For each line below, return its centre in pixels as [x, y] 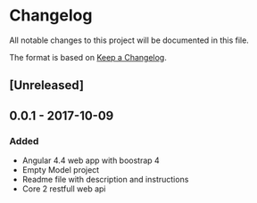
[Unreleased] [47, 85]
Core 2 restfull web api [64, 189]
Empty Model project [61, 170]
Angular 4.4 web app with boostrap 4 [91, 160]
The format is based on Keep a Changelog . [88, 57]
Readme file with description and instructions [105, 180]
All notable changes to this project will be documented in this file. [129, 40]
